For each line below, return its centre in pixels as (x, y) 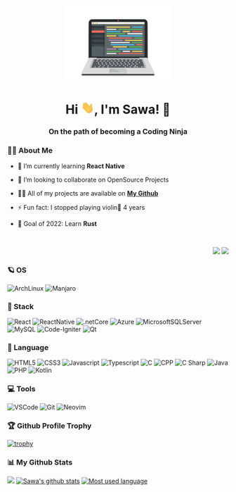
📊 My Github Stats (40, 462)
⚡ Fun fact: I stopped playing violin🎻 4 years (81, 207)
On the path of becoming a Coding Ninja (118, 132)
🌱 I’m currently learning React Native (71, 166)
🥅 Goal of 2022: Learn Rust (57, 223)
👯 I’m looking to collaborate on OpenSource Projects (93, 179)
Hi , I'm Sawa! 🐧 (118, 109)
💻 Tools (21, 389)
